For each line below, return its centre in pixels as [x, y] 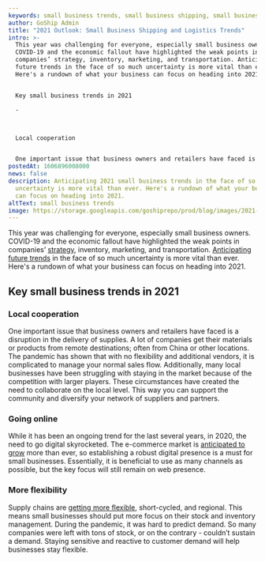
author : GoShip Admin [44, 23]
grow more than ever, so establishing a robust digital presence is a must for [131, 453]
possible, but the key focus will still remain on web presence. [107, 470]
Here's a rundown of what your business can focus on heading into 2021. [127, 266]
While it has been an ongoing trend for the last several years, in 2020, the [127, 436]
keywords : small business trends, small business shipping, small [119, 15]
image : [19, 210]
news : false [28, 174]
